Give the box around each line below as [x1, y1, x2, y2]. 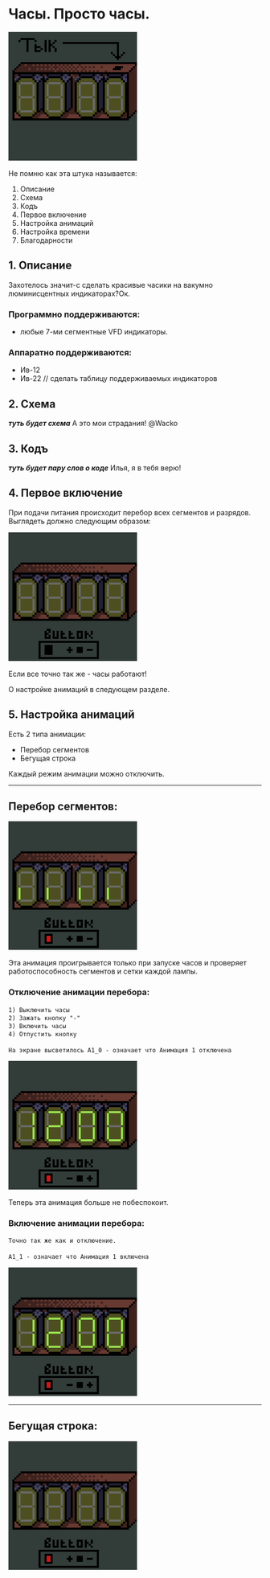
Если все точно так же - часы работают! [8, 669, 147, 678]
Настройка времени [19, 227, 90, 236]
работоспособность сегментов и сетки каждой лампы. [8, 966, 198, 977]
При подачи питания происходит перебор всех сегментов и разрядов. [8, 507, 252, 517]
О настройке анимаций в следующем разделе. [8, 684, 170, 694]
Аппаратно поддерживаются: [8, 346, 133, 358]
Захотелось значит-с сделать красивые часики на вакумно [8, 280, 214, 289]
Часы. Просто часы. [8, 5, 150, 23]
